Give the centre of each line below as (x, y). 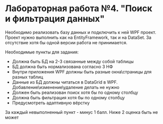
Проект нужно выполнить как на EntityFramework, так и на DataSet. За (78, 37)
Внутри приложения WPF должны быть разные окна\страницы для (82, 71)
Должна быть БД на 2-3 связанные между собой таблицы (73, 61)
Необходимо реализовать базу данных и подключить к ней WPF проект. (81, 32)
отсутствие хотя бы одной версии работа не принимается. (66, 42)
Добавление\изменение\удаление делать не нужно (66, 87)
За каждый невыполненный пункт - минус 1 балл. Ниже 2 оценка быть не (81, 112)
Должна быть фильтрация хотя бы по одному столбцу (68, 97)
